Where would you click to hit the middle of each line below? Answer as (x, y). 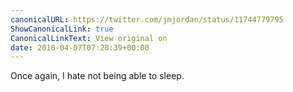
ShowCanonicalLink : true (62, 29)
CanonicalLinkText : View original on (89, 38)
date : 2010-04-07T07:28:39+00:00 (80, 47)
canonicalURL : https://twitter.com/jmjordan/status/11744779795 (147, 19)
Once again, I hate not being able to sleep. (97, 76)
